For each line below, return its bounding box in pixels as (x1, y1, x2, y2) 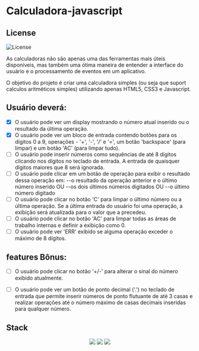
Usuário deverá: (6, 103, 67, 113)
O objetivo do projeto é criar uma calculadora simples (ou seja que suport (6, 79, 187, 86)
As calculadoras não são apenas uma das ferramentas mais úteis (6, 55, 166, 62)
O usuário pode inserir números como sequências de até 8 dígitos (14, 150, 177, 158)
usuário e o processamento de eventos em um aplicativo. (6, 68, 147, 75)
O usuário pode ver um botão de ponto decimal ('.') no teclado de (14, 286, 175, 293)
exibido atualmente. (14, 274, 64, 282)
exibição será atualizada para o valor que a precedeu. (14, 209, 147, 216)
